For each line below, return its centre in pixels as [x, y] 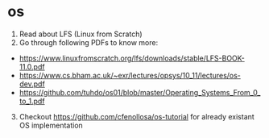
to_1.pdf [32, 101]
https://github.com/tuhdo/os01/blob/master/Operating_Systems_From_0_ [140, 92]
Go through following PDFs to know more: [89, 42]
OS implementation [51, 125]
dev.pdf [32, 84]
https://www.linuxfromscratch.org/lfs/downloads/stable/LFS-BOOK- [132, 58]
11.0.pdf [32, 66]
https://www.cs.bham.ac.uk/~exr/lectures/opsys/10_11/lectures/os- [130, 75]
